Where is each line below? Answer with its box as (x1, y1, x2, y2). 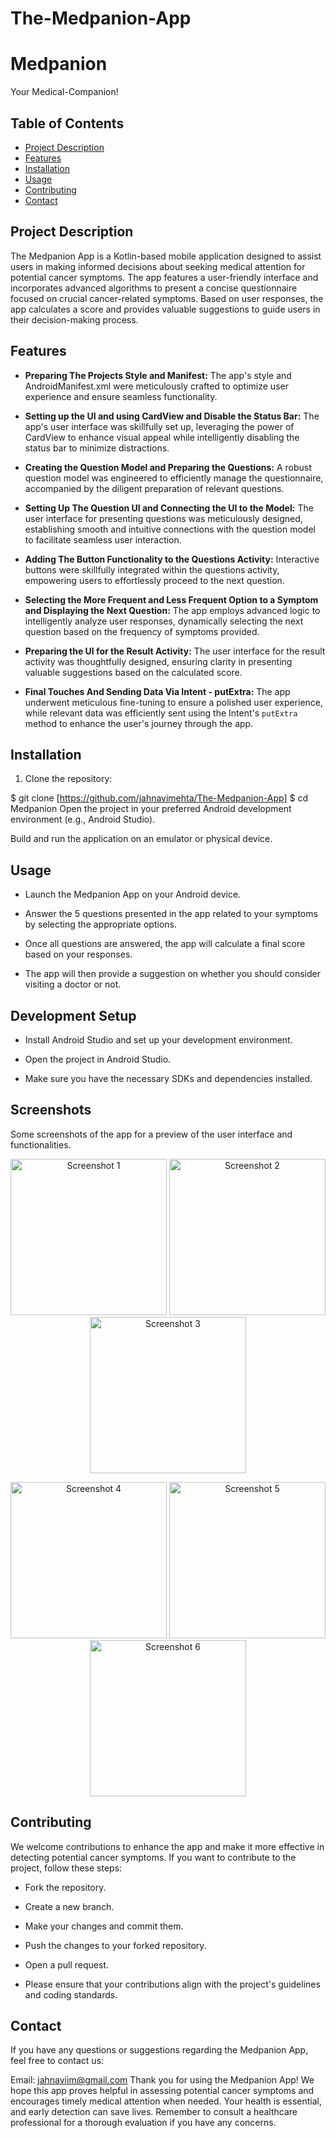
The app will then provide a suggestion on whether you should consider (24, 968, 322, 980)
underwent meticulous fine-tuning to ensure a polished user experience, (24, 696, 324, 708)
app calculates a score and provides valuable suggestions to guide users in (10, 303, 321, 315)
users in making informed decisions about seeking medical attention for (10, 260, 306, 272)
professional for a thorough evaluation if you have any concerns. (10, 2117, 277, 2129)
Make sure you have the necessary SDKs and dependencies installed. (24, 1073, 313, 1084)
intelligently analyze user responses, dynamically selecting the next (24, 615, 304, 627)
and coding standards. (24, 1988, 118, 2001)
